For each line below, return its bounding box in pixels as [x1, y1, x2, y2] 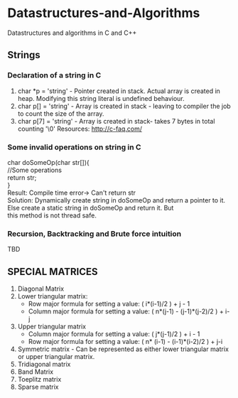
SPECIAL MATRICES [7, 265, 98, 278]
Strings [7, 49, 40, 61]
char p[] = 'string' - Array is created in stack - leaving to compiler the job [17, 102, 231, 110]
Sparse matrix [17, 382, 59, 392]
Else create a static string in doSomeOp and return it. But [7, 203, 174, 212]
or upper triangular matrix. [17, 353, 95, 361]
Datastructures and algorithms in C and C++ [7, 28, 137, 37]
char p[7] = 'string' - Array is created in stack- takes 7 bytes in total [17, 117, 215, 125]
